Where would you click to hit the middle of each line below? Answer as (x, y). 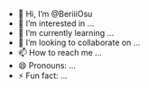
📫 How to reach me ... (60, 53)
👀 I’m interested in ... (56, 23)
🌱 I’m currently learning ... (66, 33)
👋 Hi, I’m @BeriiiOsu (55, 14)
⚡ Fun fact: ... (42, 75)
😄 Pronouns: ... (47, 66)
